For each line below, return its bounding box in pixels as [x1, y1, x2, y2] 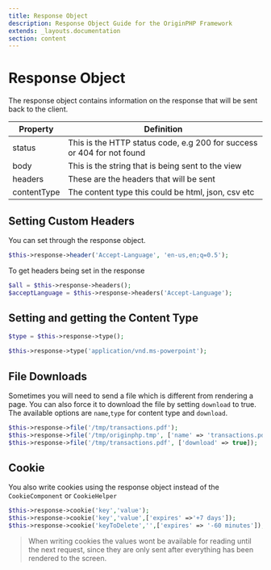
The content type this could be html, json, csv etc [68, 187, 255, 198]
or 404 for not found [68, 147, 146, 158]
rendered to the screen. [27, 554, 107, 564]
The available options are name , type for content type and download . [8, 409, 228, 417]
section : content [8, 34, 67, 43]
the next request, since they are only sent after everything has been [27, 545, 254, 555]
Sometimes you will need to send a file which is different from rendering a [8, 391, 254, 400]
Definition [144, 124, 183, 135]
